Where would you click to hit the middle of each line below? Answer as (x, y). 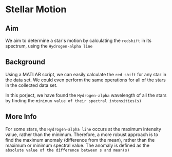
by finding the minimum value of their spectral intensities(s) (73, 100)
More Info (21, 117)
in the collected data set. (32, 85)
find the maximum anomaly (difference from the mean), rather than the (80, 140)
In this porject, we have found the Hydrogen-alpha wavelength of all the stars (86, 95)
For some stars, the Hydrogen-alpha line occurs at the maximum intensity (83, 129)
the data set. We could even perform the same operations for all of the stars (85, 80)
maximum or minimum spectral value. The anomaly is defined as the (78, 145)
